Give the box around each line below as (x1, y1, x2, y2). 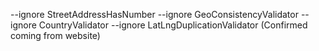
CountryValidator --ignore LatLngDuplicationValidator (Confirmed (38, 19, 308, 31)
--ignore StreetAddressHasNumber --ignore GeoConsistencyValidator (10, 9, 299, 20)
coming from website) (10, 30, 101, 41)
